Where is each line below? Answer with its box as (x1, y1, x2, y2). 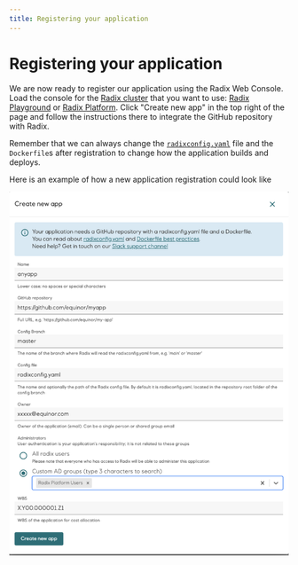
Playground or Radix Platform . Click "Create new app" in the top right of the (9, 102, 286, 113)
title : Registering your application (9, 14, 149, 23)
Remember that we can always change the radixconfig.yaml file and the (9, 137, 274, 148)
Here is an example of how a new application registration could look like (9, 174, 272, 184)
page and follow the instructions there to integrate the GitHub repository (9, 111, 273, 122)
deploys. (9, 156, 42, 168)
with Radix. (9, 121, 51, 131)
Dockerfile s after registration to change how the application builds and (9, 147, 269, 158)
